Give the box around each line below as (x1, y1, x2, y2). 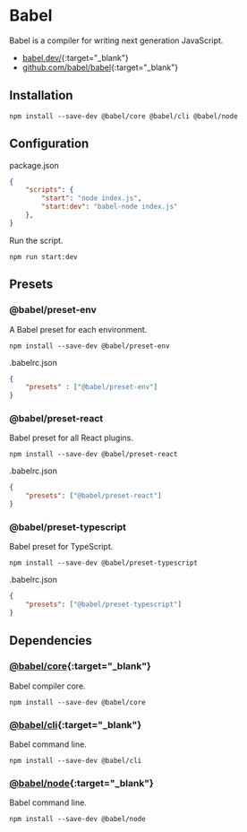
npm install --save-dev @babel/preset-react (9, 450, 178, 459)
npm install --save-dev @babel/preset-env (9, 342, 170, 351)
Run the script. (9, 235, 64, 246)
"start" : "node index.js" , (41, 194, 142, 203)
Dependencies (9, 633, 92, 648)
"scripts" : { (25, 186, 74, 195)
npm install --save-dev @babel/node (9, 815, 146, 824)
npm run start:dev (9, 252, 78, 261)
